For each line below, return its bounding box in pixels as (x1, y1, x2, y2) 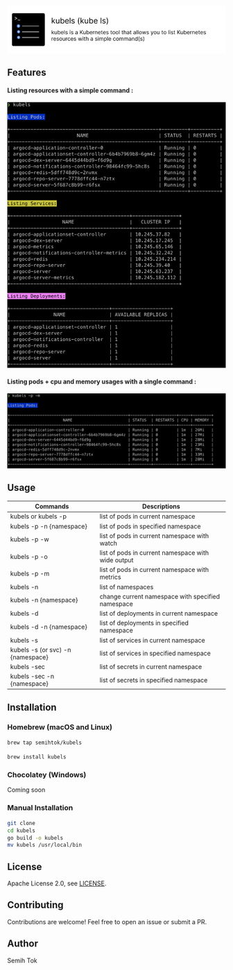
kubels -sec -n (10, 672, 54, 681)
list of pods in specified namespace (99, 522, 201, 530)
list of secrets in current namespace (99, 663, 202, 671)
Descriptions (141, 502, 180, 511)
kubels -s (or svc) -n (10, 646, 71, 654)
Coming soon (7, 786, 46, 794)
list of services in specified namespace (99, 649, 212, 657)
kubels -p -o (10, 552, 49, 560)
